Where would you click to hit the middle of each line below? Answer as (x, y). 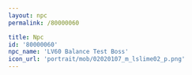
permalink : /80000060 (44, 23)
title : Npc (26, 37)
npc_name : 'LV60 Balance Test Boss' (68, 52)
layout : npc (28, 15)
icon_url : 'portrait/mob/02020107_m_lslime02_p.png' (97, 59)
